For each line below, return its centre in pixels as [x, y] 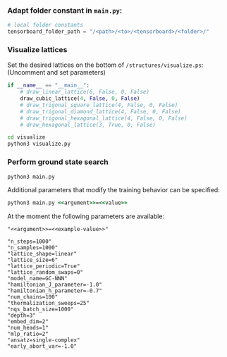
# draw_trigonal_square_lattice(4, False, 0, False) [99, 105]
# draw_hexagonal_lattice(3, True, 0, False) [88, 125]
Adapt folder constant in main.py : [65, 11]
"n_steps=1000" [30, 242]
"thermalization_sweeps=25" [49, 303]
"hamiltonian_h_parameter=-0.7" [55, 291]
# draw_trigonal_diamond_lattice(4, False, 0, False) [100, 111]
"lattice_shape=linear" [42, 254]
